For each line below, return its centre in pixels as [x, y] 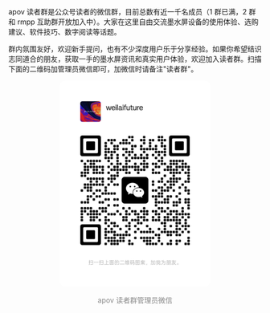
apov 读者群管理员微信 [135, 300]
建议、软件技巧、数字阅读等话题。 [65, 32]
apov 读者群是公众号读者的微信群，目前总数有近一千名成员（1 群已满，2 [128, 12]
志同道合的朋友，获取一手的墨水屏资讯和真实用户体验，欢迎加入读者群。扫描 [135, 59]
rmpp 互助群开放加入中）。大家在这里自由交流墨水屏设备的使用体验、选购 [138, 22]
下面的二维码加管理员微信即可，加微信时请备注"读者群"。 [103, 69]
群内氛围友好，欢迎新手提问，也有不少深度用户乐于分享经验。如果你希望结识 [135, 49]
